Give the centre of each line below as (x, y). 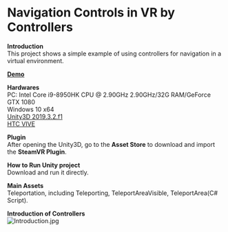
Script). (18, 200)
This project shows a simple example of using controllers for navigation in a (114, 54)
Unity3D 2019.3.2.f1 (35, 116)
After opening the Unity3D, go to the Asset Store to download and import (111, 144)
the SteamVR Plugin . (37, 152)
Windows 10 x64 (31, 109)
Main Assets (25, 185)
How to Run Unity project (44, 165)
